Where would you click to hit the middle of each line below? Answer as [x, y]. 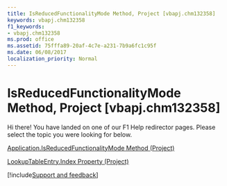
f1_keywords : [26, 26]
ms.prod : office [31, 40]
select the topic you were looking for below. [70, 134]
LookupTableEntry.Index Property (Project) [68, 161]
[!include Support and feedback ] [53, 175]
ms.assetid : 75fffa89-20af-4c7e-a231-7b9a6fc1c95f [82, 46]
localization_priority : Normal [52, 59]
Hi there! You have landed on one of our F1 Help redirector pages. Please [111, 127]
